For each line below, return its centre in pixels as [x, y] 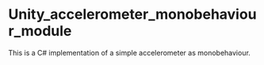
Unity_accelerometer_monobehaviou [132, 14]
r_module [40, 31]
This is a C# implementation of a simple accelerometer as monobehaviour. [130, 52]
